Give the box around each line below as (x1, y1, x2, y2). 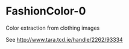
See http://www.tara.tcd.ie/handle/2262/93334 (5, 36, 123, 43)
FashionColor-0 (5, 4, 86, 18)
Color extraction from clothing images (5, 24, 100, 31)
